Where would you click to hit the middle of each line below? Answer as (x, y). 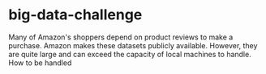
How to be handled (40, 63)
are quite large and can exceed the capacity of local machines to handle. (130, 54)
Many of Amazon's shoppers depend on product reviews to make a (121, 37)
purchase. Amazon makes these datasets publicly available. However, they (133, 45)
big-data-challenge (75, 15)
